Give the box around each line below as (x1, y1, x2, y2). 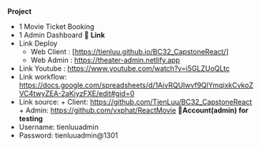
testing (18, 114, 43, 123)
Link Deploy (18, 39, 58, 48)
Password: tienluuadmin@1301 (18, 131, 118, 140)
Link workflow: (18, 72, 67, 81)
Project (7, 7, 32, 16)
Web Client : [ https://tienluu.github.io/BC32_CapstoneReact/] (30, 47, 230, 56)
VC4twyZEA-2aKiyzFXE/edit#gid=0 (18, 89, 135, 98)
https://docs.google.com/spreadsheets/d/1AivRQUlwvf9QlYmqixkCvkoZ (18, 80, 254, 90)
